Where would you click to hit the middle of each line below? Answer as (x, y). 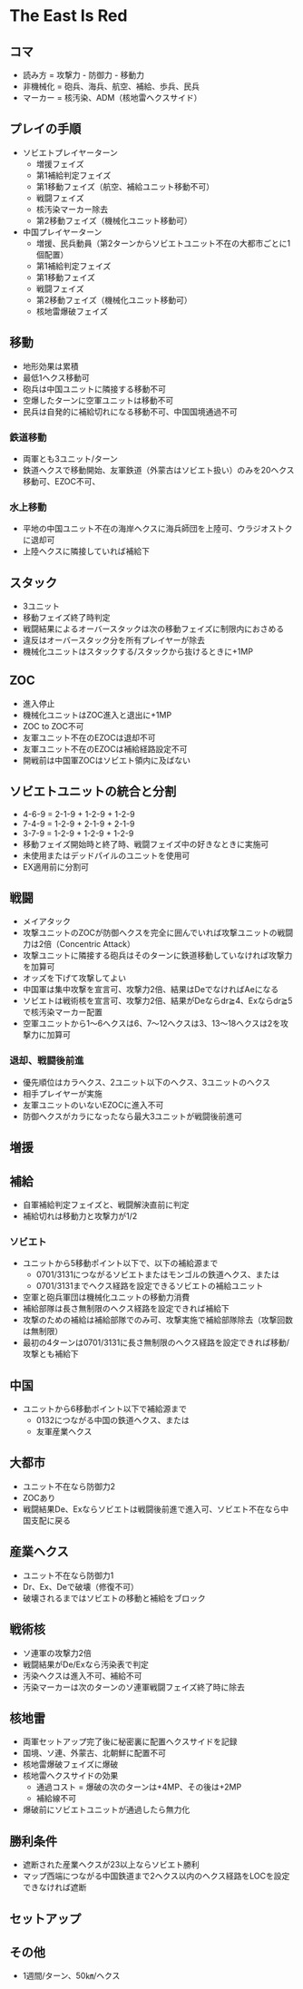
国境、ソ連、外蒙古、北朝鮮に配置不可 (94, 1753)
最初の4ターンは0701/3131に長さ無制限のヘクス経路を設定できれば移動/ (156, 1342)
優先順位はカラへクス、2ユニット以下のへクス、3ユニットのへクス (146, 1082)
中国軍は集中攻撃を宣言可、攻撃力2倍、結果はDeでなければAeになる (151, 990)
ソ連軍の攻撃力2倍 (57, 1653)
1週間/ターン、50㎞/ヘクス (71, 1976)
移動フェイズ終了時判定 (66, 618)
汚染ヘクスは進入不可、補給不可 (82, 1675)
